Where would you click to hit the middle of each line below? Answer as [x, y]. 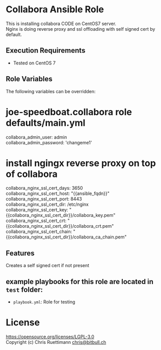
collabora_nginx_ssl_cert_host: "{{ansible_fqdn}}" [58, 193]
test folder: [24, 289]
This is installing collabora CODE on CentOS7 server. [61, 24]
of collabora [32, 174]
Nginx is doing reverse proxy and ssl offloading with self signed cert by [81, 29]
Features [20, 253]
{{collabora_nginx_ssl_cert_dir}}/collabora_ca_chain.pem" [66, 237]
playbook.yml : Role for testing [44, 302]
